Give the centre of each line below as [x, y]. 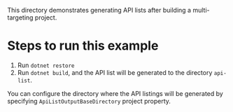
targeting [20, 17]
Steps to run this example [83, 46]
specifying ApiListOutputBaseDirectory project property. [89, 101]
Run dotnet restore [46, 65]
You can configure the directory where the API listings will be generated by [115, 93]
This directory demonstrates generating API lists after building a [99, 10]
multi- [201, 10]
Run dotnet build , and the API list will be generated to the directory [115, 72]
